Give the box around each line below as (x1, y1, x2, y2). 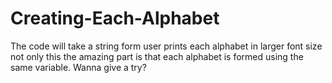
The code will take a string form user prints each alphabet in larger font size (10, 40, 323, 52)
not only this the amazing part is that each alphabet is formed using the (10, 50, 304, 62)
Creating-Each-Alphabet (10, 7, 220, 30)
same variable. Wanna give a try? (10, 61, 147, 73)
